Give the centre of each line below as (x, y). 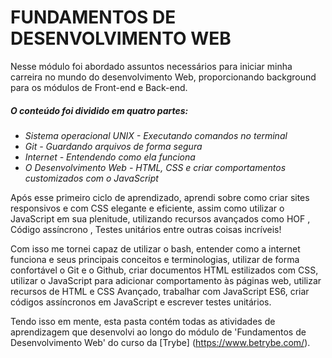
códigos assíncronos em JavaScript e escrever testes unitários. (141, 302)
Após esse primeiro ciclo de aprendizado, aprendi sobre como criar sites (160, 197)
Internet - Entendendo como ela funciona (110, 157)
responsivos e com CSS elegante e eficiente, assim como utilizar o (147, 208)
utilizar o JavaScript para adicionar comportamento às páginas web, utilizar (166, 280)
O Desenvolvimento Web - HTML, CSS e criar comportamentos (155, 167)
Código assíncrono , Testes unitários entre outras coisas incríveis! (146, 229)
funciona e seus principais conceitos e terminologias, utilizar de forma (155, 259)
